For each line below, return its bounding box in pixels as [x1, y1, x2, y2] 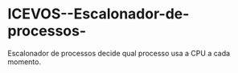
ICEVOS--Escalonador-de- [7, 5, 190, 23]
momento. [7, 57, 42, 67]
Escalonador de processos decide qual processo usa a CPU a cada [7, 48, 231, 58]
